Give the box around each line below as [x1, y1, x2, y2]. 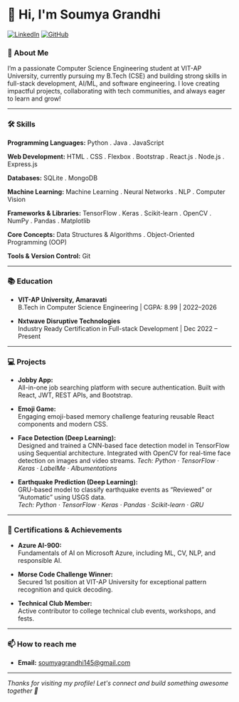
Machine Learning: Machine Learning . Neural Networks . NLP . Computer [7, 187, 225, 195]
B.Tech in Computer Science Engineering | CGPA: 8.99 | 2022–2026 [17, 302, 217, 311]
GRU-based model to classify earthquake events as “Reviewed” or [17, 485, 212, 494]
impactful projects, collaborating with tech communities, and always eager [7, 87, 225, 96]
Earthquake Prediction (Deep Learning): [17, 478, 139, 487]
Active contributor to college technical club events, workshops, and [17, 606, 216, 616]
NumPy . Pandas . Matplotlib [7, 216, 90, 225]
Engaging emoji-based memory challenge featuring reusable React [17, 412, 215, 421]
